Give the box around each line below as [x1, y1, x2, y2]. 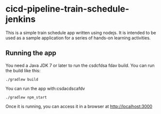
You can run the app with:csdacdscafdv [5, 85, 85, 91]
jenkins [5, 14, 36, 25]
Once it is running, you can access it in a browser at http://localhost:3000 [5, 103, 152, 109]
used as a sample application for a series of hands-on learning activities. [5, 35, 151, 41]
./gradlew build [5, 77, 38, 82]
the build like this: [5, 67, 41, 73]
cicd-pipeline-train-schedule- [5, 3, 129, 15]
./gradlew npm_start [5, 95, 48, 100]
